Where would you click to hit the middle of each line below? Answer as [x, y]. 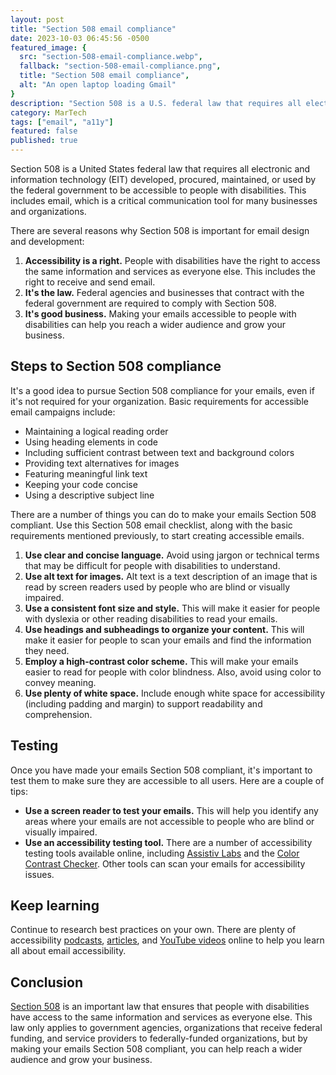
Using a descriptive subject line [89, 495]
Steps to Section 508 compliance [116, 366]
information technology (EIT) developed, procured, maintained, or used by [163, 179]
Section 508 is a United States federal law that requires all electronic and [160, 169]
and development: [47, 241]
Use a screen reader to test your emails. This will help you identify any [171, 810]
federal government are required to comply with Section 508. [150, 303]
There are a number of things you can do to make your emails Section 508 [163, 514]
